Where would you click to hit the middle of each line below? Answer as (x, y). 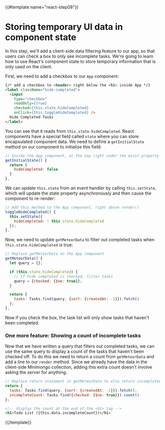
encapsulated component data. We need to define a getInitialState (75, 142)
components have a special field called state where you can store (72, 136)
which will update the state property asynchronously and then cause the (78, 193)
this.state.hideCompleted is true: (39, 245)
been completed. (22, 323)
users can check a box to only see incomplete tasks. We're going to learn (79, 56)
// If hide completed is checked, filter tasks (63, 276)
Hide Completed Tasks (32, 117)
